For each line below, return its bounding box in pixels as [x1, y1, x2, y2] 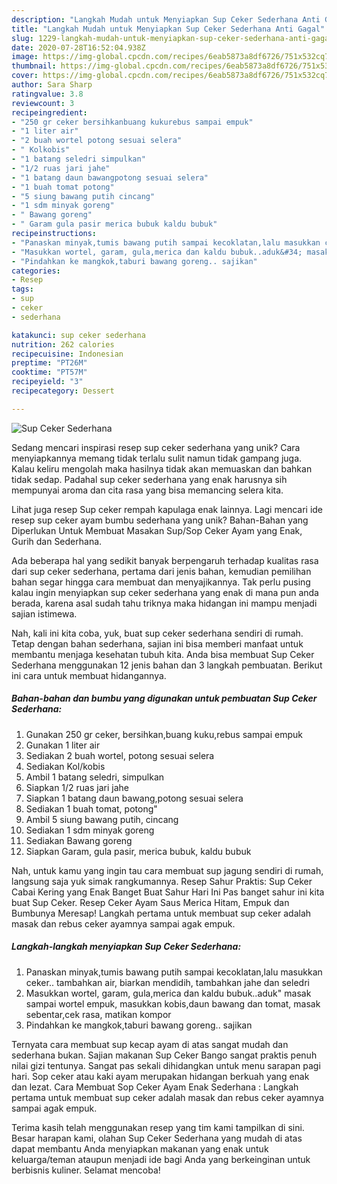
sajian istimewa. [11, 607, 78, 620]
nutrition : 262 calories [11, 339, 115, 350]
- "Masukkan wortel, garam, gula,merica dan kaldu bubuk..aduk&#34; [11, 247, 303, 257]
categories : [11, 266, 61, 276]
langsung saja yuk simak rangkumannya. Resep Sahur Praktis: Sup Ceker [11, 875, 313, 887]
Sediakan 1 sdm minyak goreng [25, 824, 155, 836]
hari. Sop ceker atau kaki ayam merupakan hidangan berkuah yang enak [11, 1070, 310, 1082]
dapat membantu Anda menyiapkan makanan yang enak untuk [11, 1142, 269, 1155]
